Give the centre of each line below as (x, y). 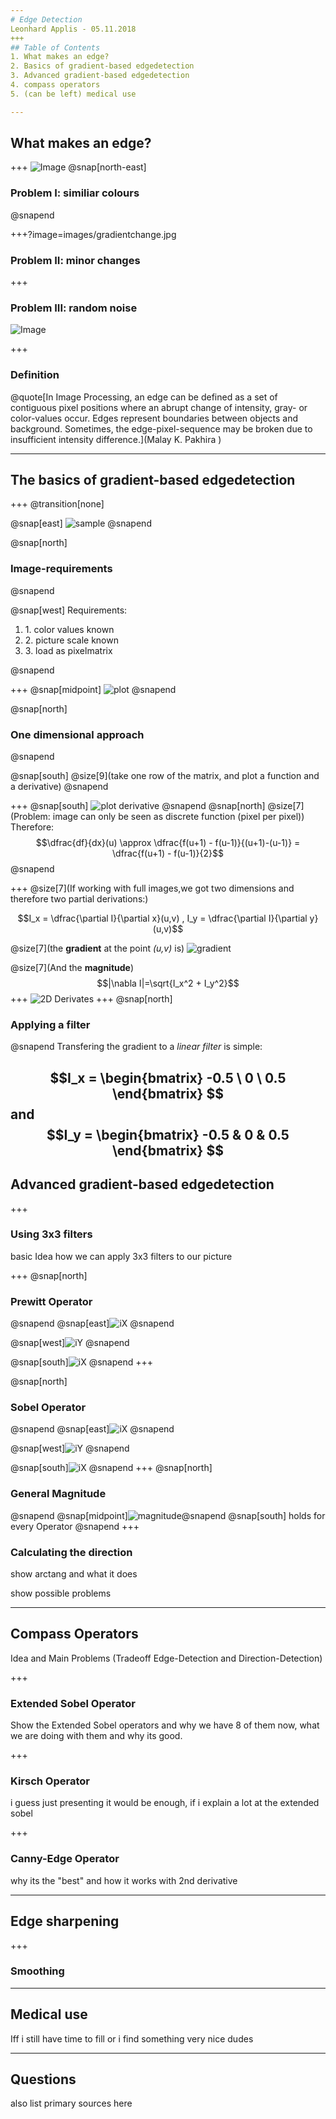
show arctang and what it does (74, 1574)
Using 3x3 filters (51, 1234)
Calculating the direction (71, 1552)
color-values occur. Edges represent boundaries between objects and (154, 418)
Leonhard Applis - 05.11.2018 (73, 29)
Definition (35, 375)
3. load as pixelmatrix (68, 650)
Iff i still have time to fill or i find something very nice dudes (132, 2038)
